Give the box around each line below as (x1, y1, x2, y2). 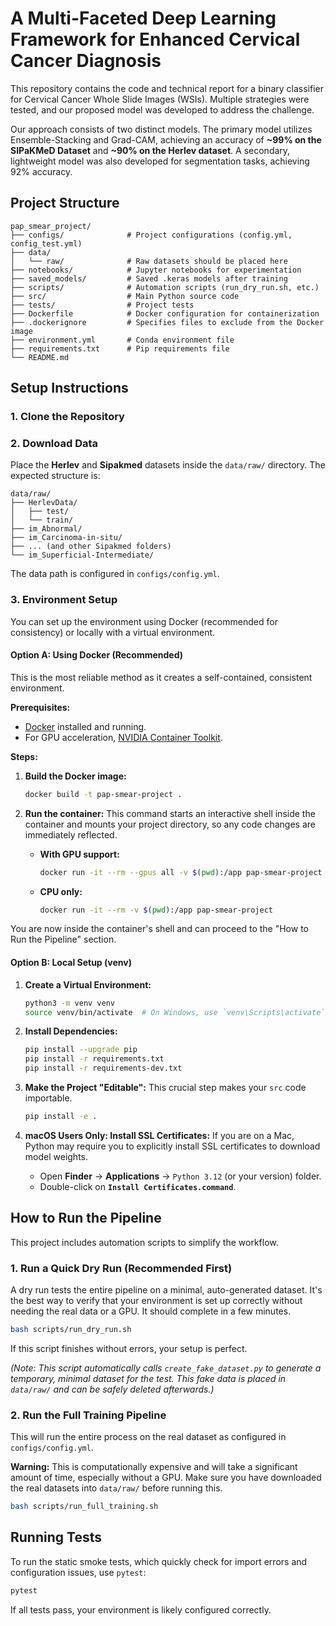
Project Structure (10, 195, 120, 212)
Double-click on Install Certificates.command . (39, 1180, 237, 1192)
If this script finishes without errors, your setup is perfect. (10, 1342, 248, 1354)
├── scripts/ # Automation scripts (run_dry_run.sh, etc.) (10, 282, 320, 292)
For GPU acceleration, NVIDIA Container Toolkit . (24, 731, 223, 743)
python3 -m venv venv (24, 998, 116, 1008)
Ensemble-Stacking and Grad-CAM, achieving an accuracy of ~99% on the (10, 133, 322, 146)
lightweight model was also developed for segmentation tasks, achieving (10, 155, 310, 167)
